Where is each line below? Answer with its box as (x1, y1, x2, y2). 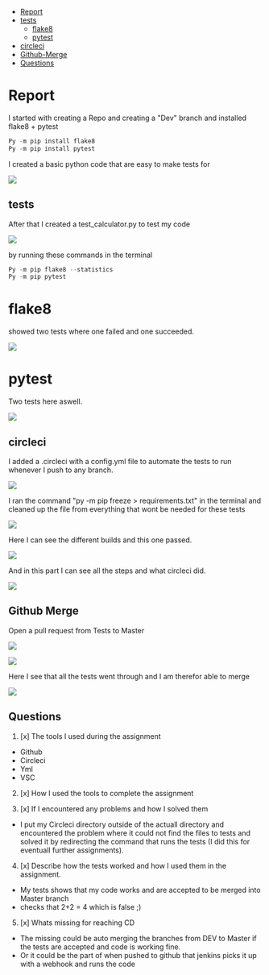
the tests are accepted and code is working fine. (19, 942, 181, 952)
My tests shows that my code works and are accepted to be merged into (19, 885, 261, 894)
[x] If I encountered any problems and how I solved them (19, 803, 209, 813)
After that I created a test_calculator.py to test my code (8, 219, 191, 229)
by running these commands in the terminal (8, 250, 153, 259)
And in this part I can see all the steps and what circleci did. (8, 566, 206, 575)
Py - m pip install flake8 (8, 137, 95, 145)
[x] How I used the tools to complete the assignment (19, 788, 194, 798)
